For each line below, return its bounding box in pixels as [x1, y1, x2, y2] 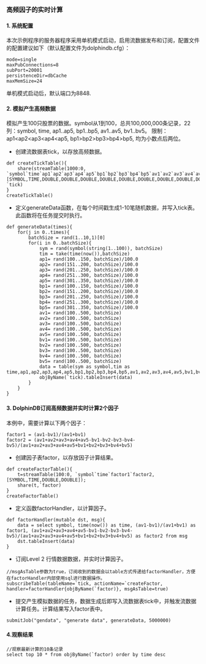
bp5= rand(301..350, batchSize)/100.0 [39, 305, 139, 311]
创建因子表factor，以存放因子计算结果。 [15, 453, 116, 461]
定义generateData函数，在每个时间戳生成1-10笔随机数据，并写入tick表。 [15, 204, 198, 211]
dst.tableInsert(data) [17, 538, 75, 544]
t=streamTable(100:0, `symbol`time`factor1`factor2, [17, 471, 155, 477]
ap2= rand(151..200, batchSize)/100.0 [39, 262, 139, 268]
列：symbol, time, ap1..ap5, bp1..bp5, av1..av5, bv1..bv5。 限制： [6, 127, 168, 135]
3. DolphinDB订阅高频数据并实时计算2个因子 [6, 404, 120, 412]
